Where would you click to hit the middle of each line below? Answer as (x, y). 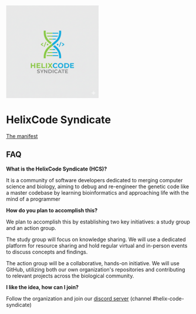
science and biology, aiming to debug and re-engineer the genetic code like (98, 186)
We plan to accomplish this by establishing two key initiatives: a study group (98, 222)
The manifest (22, 136)
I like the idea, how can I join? (43, 287)
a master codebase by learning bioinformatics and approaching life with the (97, 192)
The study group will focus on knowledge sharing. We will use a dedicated (96, 239)
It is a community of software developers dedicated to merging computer (94, 180)
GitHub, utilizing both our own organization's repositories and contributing (96, 269)
